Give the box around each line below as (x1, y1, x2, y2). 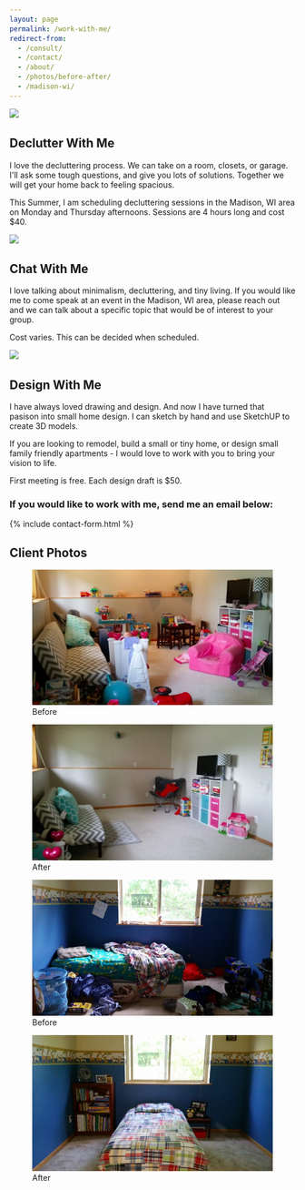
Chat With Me (9, 260, 89, 277)
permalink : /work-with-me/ (9, 24, 112, 34)
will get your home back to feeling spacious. (9, 178, 175, 190)
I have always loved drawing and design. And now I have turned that (9, 402, 265, 412)
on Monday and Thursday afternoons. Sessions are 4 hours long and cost (9, 206, 285, 218)
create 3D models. (9, 421, 79, 432)
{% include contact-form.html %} (9, 519, 134, 530)
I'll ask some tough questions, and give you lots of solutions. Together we (9, 169, 284, 180)
